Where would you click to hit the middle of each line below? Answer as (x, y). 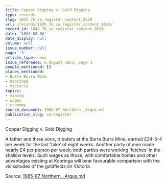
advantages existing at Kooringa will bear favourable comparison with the (82, 160)
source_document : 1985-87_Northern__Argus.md (54, 110)
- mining (15, 96)
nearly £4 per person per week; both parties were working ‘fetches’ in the (83, 150)
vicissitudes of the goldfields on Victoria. (48, 166)
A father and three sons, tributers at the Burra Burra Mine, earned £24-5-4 (84, 139)
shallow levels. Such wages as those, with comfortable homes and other (81, 155)
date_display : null (26, 39)
